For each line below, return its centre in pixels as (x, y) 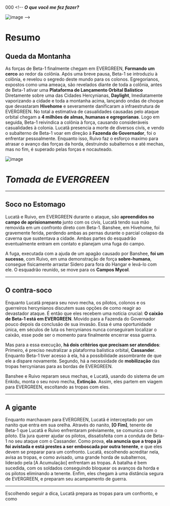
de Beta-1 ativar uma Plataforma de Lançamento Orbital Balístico (74, 90)
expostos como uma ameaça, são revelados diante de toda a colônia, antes (84, 85)
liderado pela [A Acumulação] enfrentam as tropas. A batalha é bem (76, 463)
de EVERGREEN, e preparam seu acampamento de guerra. (66, 479)
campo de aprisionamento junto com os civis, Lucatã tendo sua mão (77, 222)
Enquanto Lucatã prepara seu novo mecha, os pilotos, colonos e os (75, 302)
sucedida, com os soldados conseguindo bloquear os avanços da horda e (82, 468)
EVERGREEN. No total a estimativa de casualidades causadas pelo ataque (82, 112)
